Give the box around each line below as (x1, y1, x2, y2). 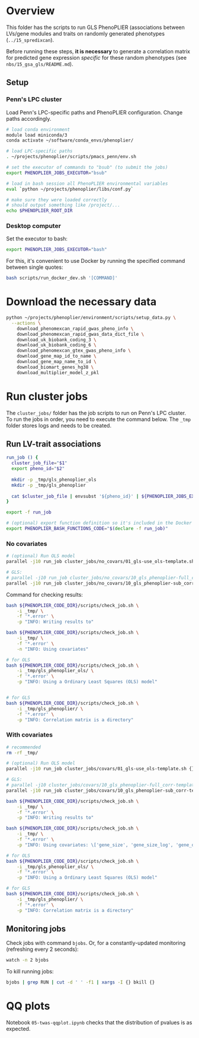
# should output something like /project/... (6, 203, 120, 208)
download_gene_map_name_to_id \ (17, 359, 97, 365)
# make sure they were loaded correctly (6, 197, 108, 203)
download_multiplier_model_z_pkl (17, 369, 99, 375)
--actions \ (11, 320, 41, 326)
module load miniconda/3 (6, 132, 68, 138)
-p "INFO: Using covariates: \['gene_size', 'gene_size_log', (17, 842, 174, 848)
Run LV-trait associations (6, 439, 101, 449)
